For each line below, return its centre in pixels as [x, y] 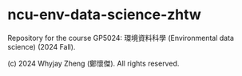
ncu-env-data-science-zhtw [104, 15]
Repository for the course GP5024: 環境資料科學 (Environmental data [121, 38]
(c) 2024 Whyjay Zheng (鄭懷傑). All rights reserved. [93, 63]
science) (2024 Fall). [42, 46]
